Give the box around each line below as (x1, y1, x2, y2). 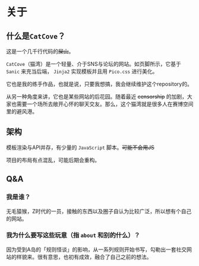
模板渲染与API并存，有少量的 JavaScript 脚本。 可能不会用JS (6, 144, 154, 151)
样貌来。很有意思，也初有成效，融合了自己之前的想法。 (16, 253, 152, 260)
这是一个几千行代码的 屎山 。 (6, 48, 74, 55)
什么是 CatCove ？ (6, 31, 66, 41)
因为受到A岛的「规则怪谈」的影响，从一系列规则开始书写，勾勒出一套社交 (6, 246, 187, 253)
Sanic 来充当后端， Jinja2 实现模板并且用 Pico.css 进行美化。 (6, 68, 158, 75)
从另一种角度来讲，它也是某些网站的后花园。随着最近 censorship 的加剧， (6, 93, 187, 100)
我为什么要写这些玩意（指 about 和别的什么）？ (6, 231, 141, 239)
